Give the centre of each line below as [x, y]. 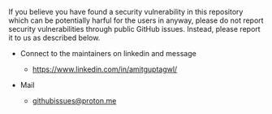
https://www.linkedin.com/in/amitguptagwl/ [105, 69]
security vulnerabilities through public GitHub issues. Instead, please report [135, 29]
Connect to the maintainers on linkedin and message [108, 53]
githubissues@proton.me [74, 101]
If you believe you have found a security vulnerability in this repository [126, 12]
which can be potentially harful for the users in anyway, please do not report [136, 20]
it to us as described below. [54, 37]
